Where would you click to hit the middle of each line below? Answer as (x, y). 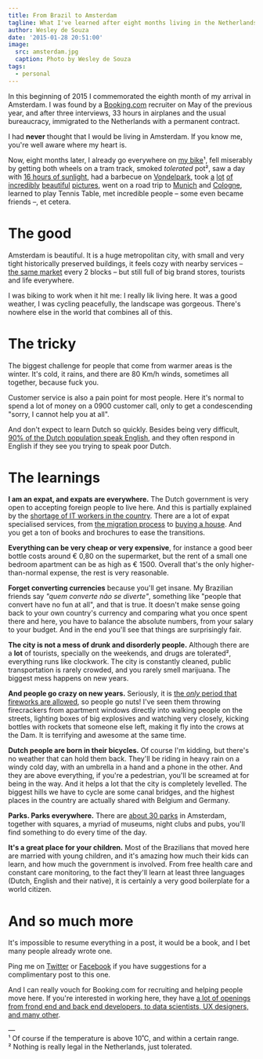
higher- (243, 564)
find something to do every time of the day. (77, 832)
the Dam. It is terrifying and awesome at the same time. (97, 736)
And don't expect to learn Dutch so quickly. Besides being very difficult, (124, 429)
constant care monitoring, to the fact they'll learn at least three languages (126, 873)
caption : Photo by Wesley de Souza (73, 60)
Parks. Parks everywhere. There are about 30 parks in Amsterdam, (117, 816)
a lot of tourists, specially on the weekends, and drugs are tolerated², (120, 653)
